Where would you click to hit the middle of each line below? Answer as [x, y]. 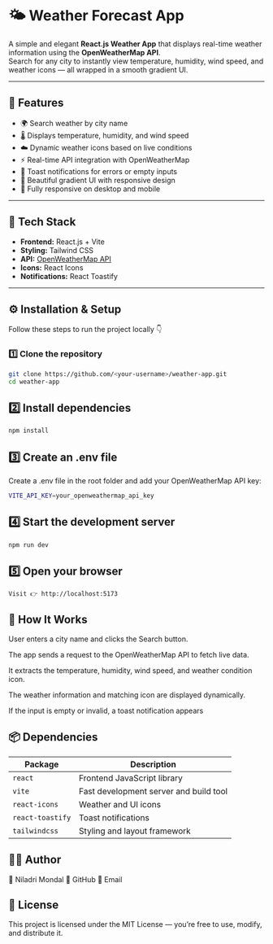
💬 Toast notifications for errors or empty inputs [98, 171]
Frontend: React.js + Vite [63, 242]
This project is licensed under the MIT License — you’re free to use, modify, [135, 924]
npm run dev [28, 545]
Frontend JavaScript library [130, 778]
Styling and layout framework [134, 831]
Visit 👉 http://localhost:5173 [63, 594]
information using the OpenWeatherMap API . [84, 52]
